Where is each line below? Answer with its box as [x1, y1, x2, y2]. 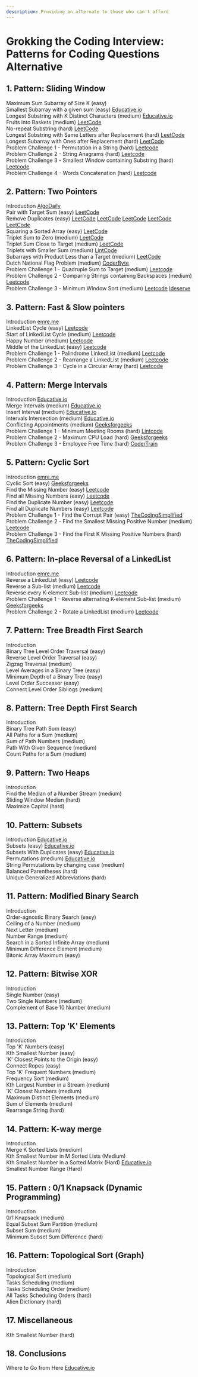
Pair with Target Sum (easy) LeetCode [6, 208, 100, 216]
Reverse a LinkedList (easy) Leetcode [6, 576, 99, 583]
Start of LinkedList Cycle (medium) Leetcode [6, 331, 116, 338]
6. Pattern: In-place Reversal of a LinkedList [6, 554, 171, 565]
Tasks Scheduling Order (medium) [6, 1285, 90, 1292]
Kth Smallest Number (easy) [6, 1050, 76, 1057]
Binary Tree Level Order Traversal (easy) [6, 648, 106, 655]
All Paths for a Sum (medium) [6, 731, 78, 738]
